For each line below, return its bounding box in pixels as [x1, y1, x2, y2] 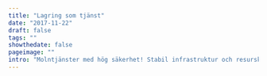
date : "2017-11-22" [8, 19, 73, 27]
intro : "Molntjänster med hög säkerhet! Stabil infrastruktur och [8, 56, 233, 64]
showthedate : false [8, 41, 73, 49]
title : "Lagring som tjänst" [8, 11, 105, 20]
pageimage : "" [8, 48, 56, 56]
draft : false [8, 26, 52, 34]
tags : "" [8, 33, 37, 42]
